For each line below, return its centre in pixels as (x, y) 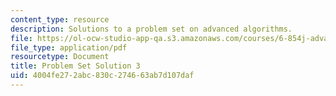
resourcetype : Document (60, 57)
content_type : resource (60, 19)
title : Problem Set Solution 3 (75, 66)
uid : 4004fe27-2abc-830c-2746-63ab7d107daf (102, 76)
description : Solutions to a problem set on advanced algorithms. (151, 29)
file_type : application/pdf (69, 47)
